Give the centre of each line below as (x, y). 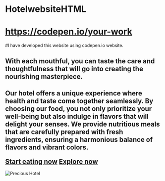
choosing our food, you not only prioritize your (79, 109)
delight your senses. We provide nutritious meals (82, 124)
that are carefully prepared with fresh (64, 132)
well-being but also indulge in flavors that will (77, 116)
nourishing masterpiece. (44, 76)
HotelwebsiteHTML (46, 9)
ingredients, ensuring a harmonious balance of (79, 139)
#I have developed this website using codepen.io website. (64, 45)
